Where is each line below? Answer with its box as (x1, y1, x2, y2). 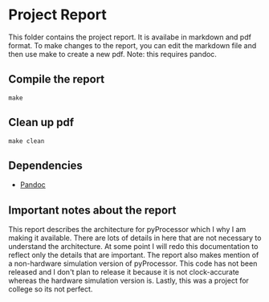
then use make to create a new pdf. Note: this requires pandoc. (8, 49, 217, 59)
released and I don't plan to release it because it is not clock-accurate (8, 267, 239, 277)
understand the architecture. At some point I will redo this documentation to (8, 242, 259, 251)
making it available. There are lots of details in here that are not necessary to (8, 233, 262, 243)
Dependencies (8, 158, 83, 172)
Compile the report (8, 72, 105, 86)
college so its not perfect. (8, 284, 93, 294)
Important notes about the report (8, 203, 177, 217)
